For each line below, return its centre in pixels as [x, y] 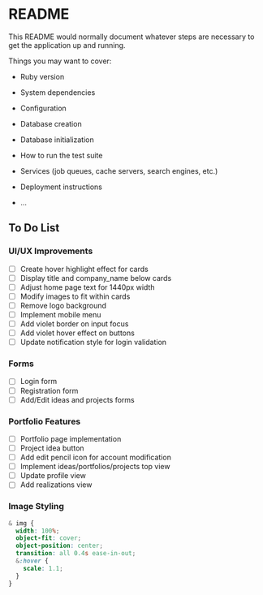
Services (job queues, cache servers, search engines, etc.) [119, 170]
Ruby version [42, 76]
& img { [22, 523]
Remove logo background [63, 305]
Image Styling [37, 507]
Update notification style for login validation [93, 343]
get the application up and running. [67, 45]
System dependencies [58, 92]
